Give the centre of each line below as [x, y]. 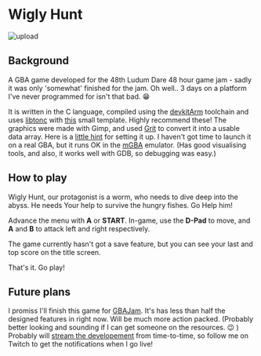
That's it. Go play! [36, 267]
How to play [38, 178]
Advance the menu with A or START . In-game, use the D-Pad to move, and [129, 220]
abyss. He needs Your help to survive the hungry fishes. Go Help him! [120, 205]
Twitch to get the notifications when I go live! [81, 344]
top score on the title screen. [54, 252]
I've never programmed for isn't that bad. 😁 [79, 96]
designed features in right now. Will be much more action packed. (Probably [131, 319]
